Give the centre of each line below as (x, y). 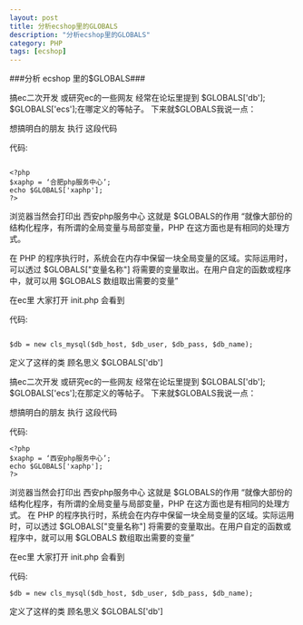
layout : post (34, 18)
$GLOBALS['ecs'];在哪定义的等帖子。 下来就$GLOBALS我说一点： (133, 109)
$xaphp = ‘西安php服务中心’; (60, 459)
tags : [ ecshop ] (38, 52)
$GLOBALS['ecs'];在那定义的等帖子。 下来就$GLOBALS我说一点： (133, 393)
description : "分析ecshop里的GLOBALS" (80, 34)
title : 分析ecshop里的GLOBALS (64, 26)
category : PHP (36, 43)
